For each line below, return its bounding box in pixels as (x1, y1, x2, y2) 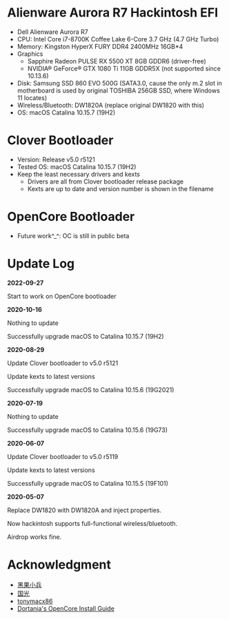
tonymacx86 (17, 597, 53, 605)
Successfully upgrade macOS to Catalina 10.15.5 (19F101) (7, 479, 169, 487)
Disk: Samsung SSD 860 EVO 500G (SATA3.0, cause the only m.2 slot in (17, 79, 222, 87)
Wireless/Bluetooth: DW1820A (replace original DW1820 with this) (17, 101, 205, 109)
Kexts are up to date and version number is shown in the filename (27, 184, 214, 193)
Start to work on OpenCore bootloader (7, 292, 117, 300)
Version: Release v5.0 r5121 (17, 155, 95, 164)
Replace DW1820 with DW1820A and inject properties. (7, 506, 162, 514)
